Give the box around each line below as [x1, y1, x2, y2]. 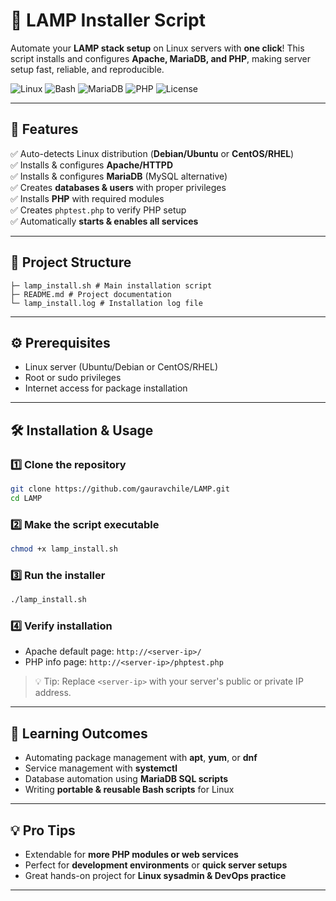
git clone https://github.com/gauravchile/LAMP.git [10, 484, 230, 494]
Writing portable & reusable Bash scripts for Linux [24, 784, 235, 796]
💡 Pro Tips [10, 822, 76, 839]
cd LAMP [10, 493, 43, 503]
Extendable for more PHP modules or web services [24, 849, 239, 861]
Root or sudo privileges [24, 372, 122, 384]
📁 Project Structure [10, 254, 132, 271]
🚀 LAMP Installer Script [10, 9, 206, 32]
